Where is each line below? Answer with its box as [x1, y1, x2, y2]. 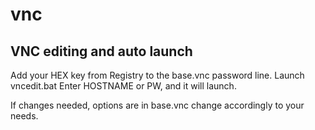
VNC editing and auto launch [10, 43, 193, 60]
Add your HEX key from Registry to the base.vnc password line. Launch [10, 69, 305, 81]
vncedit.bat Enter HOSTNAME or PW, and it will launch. [10, 80, 237, 92]
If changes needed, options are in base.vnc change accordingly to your [10, 99, 305, 111]
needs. [10, 110, 39, 122]
